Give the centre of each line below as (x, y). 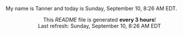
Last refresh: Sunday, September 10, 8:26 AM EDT (100, 26)
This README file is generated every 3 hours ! (100, 20)
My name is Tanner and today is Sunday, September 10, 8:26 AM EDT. (91, 8)
